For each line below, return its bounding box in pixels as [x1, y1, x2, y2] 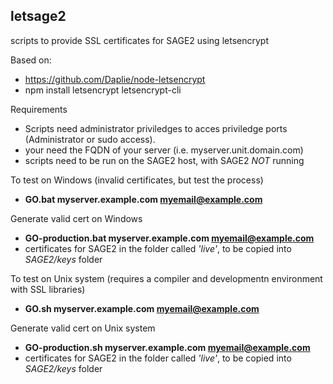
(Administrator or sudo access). [24, 133, 156, 145]
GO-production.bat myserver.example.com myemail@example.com [24, 232, 315, 244]
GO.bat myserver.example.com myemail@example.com [24, 193, 263, 205]
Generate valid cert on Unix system [10, 322, 156, 334]
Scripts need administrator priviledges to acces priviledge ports [24, 122, 288, 134]
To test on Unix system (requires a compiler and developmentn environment [10, 272, 323, 284]
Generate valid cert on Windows [10, 212, 143, 224]
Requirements [10, 103, 68, 115]
